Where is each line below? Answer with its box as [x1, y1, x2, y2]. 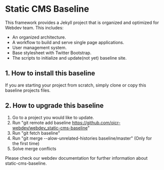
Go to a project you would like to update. [12, 114, 94, 120]
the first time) [12, 140, 40, 146]
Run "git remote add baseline [12, 120, 71, 126]
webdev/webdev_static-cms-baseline [12, 125, 88, 130]
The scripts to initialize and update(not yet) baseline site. [12, 55, 127, 61]
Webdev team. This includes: [5, 24, 64, 30]
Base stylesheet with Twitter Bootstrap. [12, 50, 92, 56]
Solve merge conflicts [12, 146, 56, 151]
